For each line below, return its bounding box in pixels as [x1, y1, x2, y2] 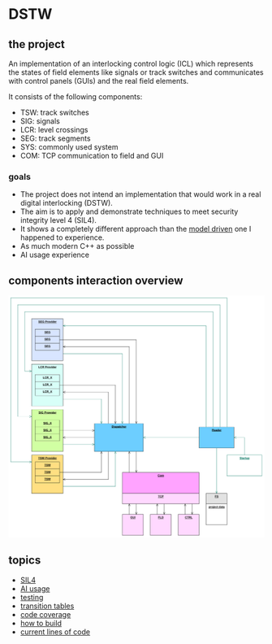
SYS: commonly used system [19, 142, 119, 151]
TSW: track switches [19, 107, 89, 117]
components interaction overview [8, 273, 183, 287]
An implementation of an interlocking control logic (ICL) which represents [8, 59, 254, 68]
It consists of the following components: [8, 92, 143, 102]
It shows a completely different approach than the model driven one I [19, 224, 252, 234]
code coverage [19, 609, 71, 619]
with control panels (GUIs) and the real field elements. [8, 76, 189, 85]
